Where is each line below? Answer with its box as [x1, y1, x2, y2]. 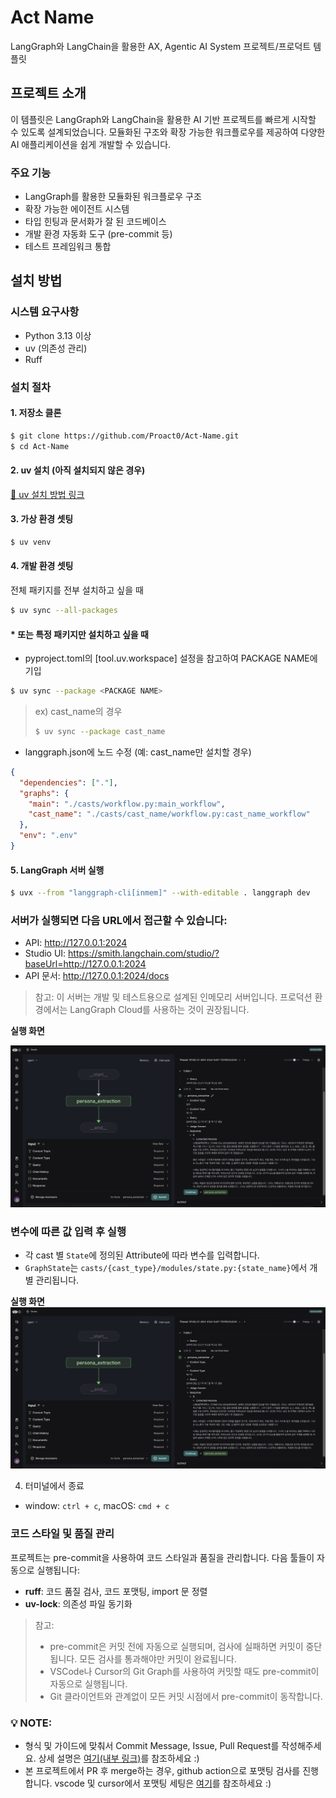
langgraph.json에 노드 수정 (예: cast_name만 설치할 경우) [24, 746, 252, 758]
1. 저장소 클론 [10, 407, 62, 419]
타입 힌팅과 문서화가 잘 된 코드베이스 [24, 216, 167, 228]
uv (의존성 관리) [24, 342, 88, 354]
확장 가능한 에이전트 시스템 [24, 203, 130, 215]
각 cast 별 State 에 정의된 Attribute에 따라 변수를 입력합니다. [24, 1249, 260, 1261]
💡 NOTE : [10, 1716, 53, 1730]
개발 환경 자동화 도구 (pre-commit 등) [24, 228, 173, 240]
